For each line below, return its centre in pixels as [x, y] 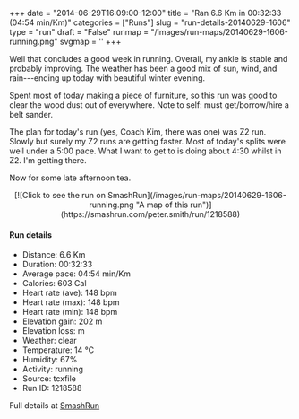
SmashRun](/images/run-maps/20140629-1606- [196, 195]
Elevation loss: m [53, 331]
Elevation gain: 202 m [62, 321]
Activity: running [52, 369]
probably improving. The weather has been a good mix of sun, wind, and [143, 68]
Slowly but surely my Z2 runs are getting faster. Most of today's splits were [148, 141]
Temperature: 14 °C [58, 350]
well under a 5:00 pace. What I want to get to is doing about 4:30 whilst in [145, 151]
